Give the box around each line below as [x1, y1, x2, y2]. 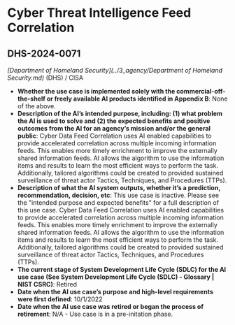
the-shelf [17, 94, 45, 103]
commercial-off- [176, 87, 226, 95]
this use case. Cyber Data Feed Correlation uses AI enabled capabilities [17, 206, 225, 214]
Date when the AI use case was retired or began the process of [17, 303, 204, 310]
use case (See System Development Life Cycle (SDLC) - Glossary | [17, 273, 215, 281]
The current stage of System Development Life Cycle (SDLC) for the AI [17, 266, 227, 273]
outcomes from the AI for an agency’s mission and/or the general [17, 124, 211, 132]
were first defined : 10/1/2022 [17, 295, 103, 303]
